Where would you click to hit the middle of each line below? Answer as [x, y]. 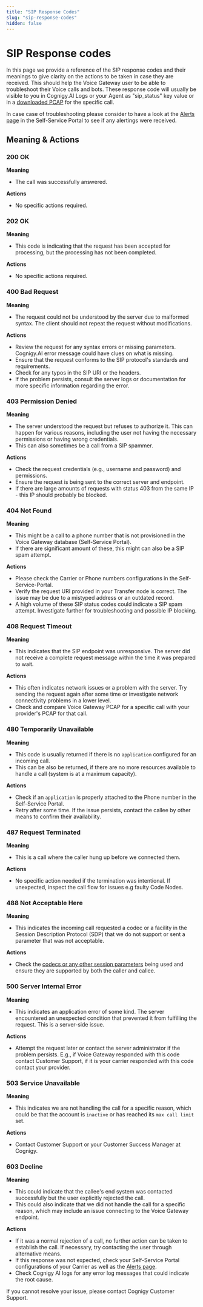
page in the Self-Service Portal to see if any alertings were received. [92, 121]
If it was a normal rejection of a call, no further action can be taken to [101, 1241]
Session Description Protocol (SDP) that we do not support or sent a [100, 934]
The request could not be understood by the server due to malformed [102, 317]
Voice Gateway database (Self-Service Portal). [73, 542]
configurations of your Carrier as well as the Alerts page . [86, 1267]
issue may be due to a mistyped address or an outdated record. [94, 598]
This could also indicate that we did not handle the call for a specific [100, 1204]
